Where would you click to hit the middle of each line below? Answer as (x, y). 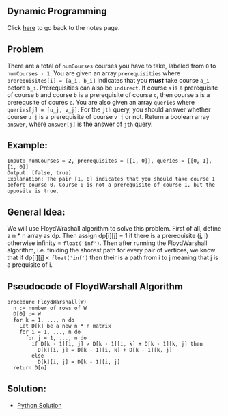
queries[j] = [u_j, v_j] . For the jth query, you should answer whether (109, 109)
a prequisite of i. (30, 265)
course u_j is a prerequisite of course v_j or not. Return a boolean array (108, 116)
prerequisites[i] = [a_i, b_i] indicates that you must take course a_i (108, 80)
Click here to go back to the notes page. (63, 27)
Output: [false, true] (39, 173)
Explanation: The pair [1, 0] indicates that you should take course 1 (111, 179)
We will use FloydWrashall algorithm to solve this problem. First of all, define (114, 229)
